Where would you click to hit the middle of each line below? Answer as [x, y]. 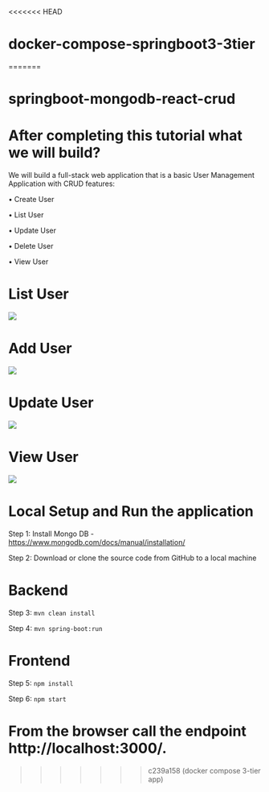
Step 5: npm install [41, 683]
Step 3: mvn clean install [52, 613]
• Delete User [31, 246]
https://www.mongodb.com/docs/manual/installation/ [97, 542]
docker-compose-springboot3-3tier [132, 44]
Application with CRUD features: [61, 184]
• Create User [31, 200]
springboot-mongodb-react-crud [122, 99]
